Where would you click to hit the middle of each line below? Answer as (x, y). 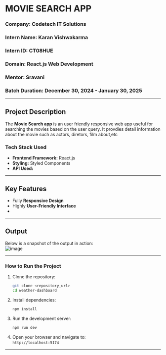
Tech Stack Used (26, 147)
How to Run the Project (33, 266)
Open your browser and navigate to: (49, 337)
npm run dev (24, 327)
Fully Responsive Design (38, 201)
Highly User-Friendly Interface (44, 206)
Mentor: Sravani (25, 77)
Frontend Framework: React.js (44, 158)
